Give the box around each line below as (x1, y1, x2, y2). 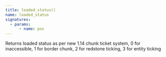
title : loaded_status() (5, 7, 56, 13)
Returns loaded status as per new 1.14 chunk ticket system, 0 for (5, 40, 141, 46)
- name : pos (18, 26, 44, 32)
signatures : (5, 17, 31, 22)
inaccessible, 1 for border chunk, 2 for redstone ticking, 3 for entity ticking (5, 46, 161, 52)
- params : (10, 21, 31, 27)
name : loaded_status (5, 12, 50, 17)
